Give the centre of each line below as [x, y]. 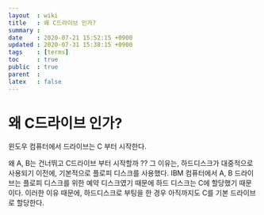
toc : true [33, 60]
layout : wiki [33, 15]
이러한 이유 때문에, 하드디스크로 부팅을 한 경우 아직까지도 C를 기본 [127, 193]
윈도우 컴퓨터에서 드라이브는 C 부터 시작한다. [77, 146]
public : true [33, 67]
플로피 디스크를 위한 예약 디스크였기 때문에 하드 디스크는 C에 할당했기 [130, 183]
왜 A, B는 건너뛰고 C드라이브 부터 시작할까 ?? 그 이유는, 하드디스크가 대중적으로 [131, 164]
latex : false [35, 81]
